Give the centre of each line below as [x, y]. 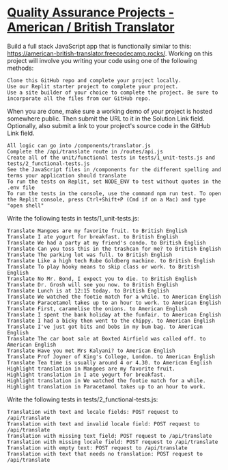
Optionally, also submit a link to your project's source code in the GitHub [109, 125]
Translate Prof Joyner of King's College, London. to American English [111, 357]
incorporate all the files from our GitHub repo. [79, 98]
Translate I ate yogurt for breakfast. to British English [93, 237]
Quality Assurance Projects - [91, 13]
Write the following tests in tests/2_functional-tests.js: [83, 399]
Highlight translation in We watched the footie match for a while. [106, 381]
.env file [21, 187]
